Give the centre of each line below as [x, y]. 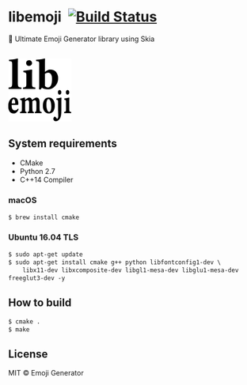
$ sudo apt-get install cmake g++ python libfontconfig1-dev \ [115, 262]
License [28, 354]
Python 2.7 [37, 171]
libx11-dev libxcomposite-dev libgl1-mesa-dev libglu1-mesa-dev [131, 270]
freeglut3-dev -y [37, 278]
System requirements [63, 143]
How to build [40, 302]
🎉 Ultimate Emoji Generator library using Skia [82, 39]
